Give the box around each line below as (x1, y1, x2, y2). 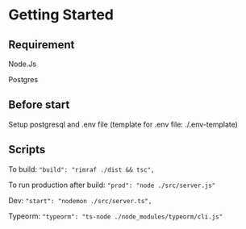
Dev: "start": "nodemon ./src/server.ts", (8, 195, 152, 205)
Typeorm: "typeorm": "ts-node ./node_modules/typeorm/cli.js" (8, 211, 223, 221)
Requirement (8, 38, 75, 52)
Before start (8, 98, 70, 112)
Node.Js (8, 59, 37, 69)
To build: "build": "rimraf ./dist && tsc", (8, 164, 155, 174)
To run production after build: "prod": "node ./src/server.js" (8, 180, 216, 189)
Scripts (8, 143, 46, 156)
